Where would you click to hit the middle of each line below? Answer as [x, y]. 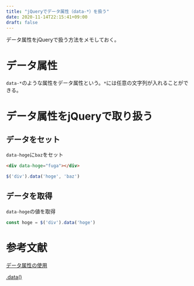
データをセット [33, 139]
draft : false [22, 22]
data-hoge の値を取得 [31, 211]
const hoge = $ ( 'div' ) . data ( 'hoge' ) [51, 222]
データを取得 [29, 196]
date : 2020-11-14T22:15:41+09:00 [47, 17]
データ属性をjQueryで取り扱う [80, 116]
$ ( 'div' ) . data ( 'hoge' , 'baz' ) [43, 176]
